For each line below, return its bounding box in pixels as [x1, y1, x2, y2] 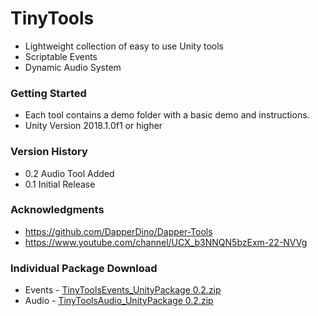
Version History [10, 145, 88, 159]
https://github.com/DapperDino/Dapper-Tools [24, 225, 213, 237]
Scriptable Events [24, 50, 98, 62]
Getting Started [10, 86, 87, 100]
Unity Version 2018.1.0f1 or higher [24, 120, 163, 132]
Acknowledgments [10, 203, 105, 217]
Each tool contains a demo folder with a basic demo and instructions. [24, 109, 310, 121]
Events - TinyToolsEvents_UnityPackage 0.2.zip [24, 284, 222, 296]
